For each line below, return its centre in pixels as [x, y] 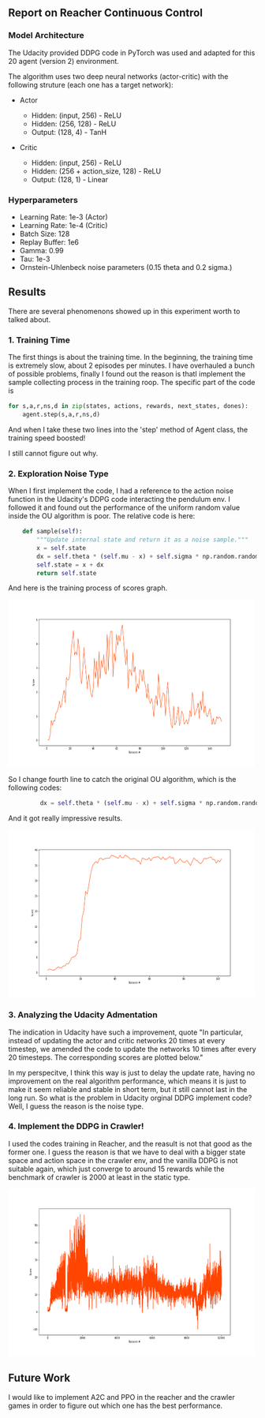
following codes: [35, 788]
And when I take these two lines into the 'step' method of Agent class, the [128, 429]
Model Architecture [46, 36]
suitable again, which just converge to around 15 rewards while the [116, 1169]
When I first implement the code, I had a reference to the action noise [121, 491]
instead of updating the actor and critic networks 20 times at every [117, 1040]
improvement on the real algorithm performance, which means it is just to [127, 1081]
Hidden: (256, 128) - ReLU [74, 123]
